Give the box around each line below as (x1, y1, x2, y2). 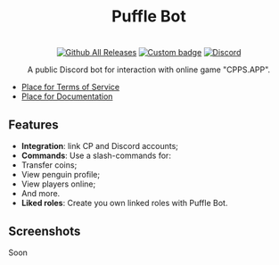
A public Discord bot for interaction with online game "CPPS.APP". (27, 64, 271, 75)
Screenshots (8, 223, 81, 238)
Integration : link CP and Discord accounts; (21, 141, 179, 152)
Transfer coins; (21, 160, 78, 170)
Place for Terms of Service (21, 82, 120, 93)
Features (8, 117, 59, 132)
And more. (21, 188, 61, 199)
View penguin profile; (21, 170, 100, 180)
